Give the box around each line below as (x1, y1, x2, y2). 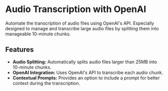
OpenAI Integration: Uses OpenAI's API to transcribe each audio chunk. (12, 69, 163, 75)
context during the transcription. (12, 80, 80, 86)
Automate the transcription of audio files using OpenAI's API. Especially (5, 20, 154, 26)
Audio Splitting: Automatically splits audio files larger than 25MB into (12, 59, 157, 65)
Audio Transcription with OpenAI (5, 4, 147, 15)
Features (5, 45, 34, 54)
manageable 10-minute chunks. (5, 31, 71, 37)
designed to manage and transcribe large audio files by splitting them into (5, 25, 159, 31)
